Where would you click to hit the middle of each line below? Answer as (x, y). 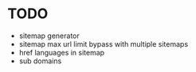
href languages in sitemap (62, 52)
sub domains (40, 61)
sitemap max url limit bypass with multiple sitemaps (104, 44)
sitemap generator (49, 36)
